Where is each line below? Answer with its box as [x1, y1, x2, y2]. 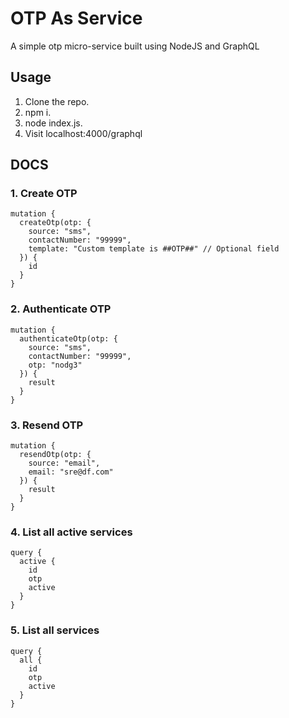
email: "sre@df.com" [28, 467, 114, 477]
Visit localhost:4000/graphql [24, 127, 143, 139]
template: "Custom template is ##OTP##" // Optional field [28, 244, 280, 254]
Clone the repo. [24, 95, 90, 107]
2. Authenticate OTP [10, 302, 112, 316]
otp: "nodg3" [28, 360, 83, 370]
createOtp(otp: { [19, 218, 92, 228]
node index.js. [24, 117, 83, 129]
